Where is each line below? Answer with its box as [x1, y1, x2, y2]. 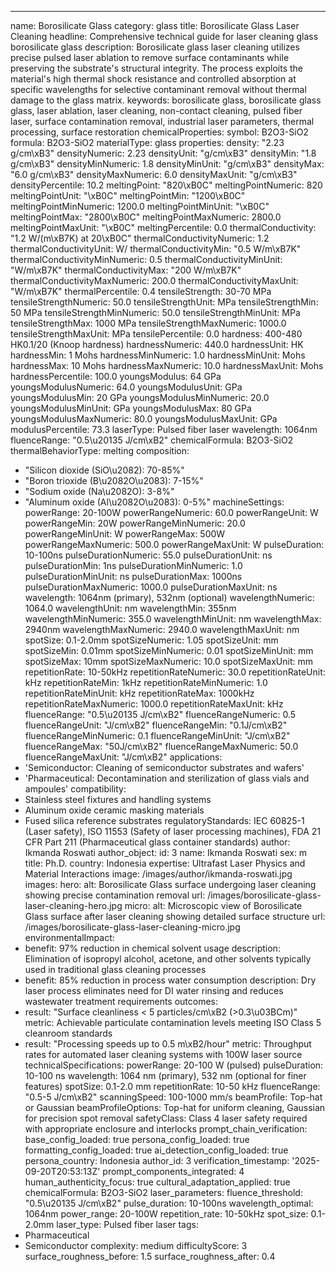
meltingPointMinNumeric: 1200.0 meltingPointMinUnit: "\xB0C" [10, 201, 270, 212]
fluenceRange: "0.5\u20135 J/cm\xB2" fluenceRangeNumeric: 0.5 [24, 709, 296, 720]
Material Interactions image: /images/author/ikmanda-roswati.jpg [24, 868, 293, 880]
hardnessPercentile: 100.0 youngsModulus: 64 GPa [10, 371, 222, 382]
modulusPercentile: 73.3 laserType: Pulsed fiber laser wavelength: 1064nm [10, 424, 318, 435]
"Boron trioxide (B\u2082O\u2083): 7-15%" [24, 475, 204, 486]
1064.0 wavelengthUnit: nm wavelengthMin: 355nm [24, 602, 237, 614]
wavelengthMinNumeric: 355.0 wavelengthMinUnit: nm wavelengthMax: [24, 613, 322, 625]
